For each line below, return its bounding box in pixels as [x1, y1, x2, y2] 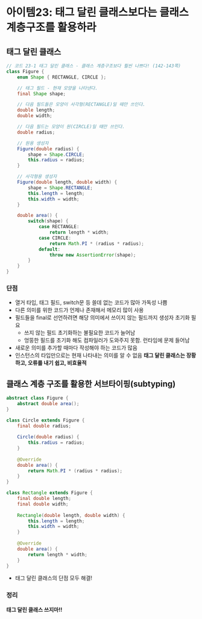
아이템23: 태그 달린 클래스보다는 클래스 [6, 5, 189, 19]
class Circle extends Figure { [6, 417, 85, 423]
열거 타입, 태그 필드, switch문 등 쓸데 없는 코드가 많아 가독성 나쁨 [14, 299, 168, 306]
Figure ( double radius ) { [17, 146, 80, 152]
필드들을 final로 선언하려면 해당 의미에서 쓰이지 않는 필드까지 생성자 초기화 [14, 314, 190, 321]
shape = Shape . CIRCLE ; [28, 152, 85, 158]
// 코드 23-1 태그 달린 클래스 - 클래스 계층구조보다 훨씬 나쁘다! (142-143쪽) [6, 63, 181, 69]
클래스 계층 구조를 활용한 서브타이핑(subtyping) [6, 379, 176, 389]
